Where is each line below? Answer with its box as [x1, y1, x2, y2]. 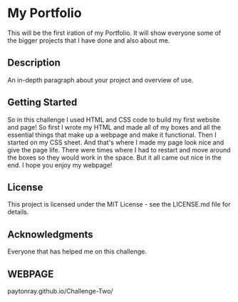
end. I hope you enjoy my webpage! [7, 160, 113, 169]
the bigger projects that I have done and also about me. [7, 36, 170, 44]
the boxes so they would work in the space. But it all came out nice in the [7, 153, 222, 162]
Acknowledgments [7, 228, 94, 240]
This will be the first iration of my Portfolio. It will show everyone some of [7, 28, 222, 37]
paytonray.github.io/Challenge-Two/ [7, 287, 113, 295]
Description [7, 57, 61, 69]
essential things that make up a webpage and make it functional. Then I [7, 130, 217, 139]
